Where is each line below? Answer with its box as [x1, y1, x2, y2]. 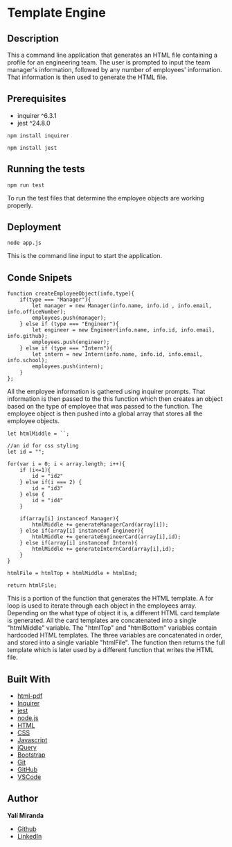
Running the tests [7, 163, 85, 175]
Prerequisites [7, 93, 66, 105]
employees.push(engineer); [32, 339, 110, 346]
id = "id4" [32, 497, 64, 504]
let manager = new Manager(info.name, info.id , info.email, [32, 302, 213, 309]
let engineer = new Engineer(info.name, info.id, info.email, [32, 327, 215, 334]
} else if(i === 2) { [19, 479, 82, 486]
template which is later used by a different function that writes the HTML [7, 646, 214, 654]
